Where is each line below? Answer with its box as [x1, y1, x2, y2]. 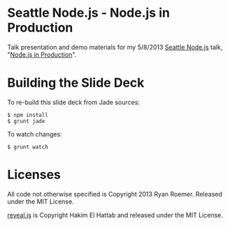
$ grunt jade [7, 118, 45, 125]
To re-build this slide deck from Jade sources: [7, 98, 140, 106]
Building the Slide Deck [7, 75, 145, 91]
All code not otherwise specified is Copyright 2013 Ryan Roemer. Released [7, 190, 222, 198]
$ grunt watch [7, 143, 49, 150]
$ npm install [7, 111, 49, 118]
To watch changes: [7, 129, 62, 138]
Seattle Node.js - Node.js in [7, 5, 170, 21]
